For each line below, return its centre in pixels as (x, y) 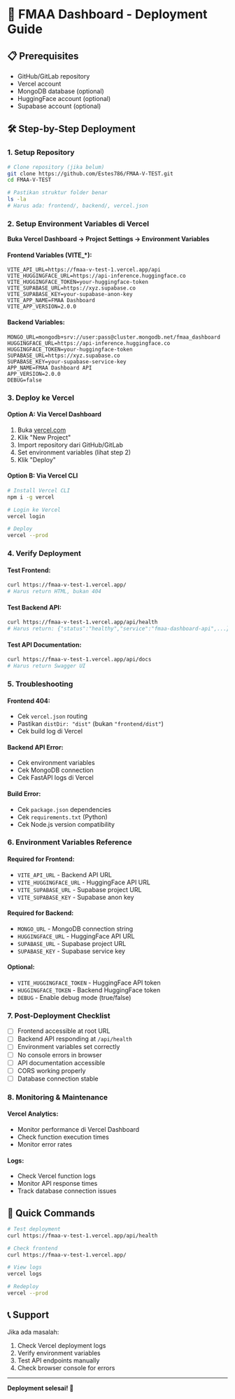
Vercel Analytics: (33, 1114)
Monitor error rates (44, 1144)
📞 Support (28, 1315)
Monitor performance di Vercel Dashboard (78, 1129)
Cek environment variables (56, 763)
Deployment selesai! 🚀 (41, 1388)
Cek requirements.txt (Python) (63, 817)
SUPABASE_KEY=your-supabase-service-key (67, 361)
